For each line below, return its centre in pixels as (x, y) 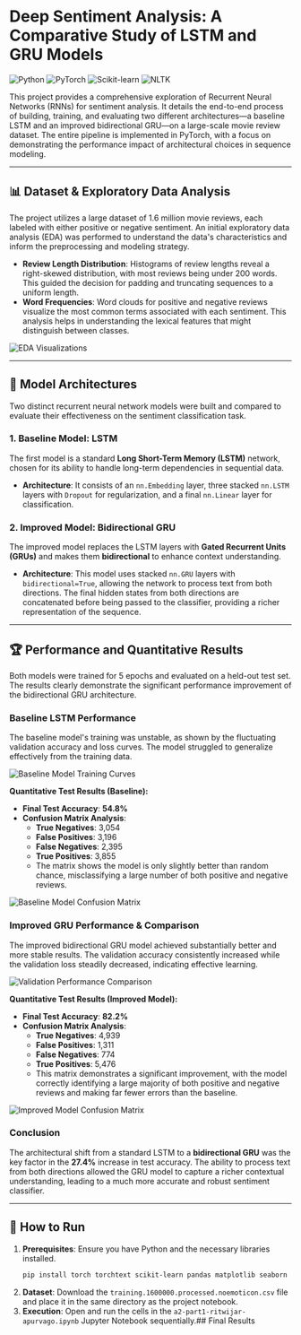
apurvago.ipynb (51, 1321)
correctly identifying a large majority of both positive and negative (158, 1083)
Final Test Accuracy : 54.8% (75, 809)
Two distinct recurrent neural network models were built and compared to (146, 406)
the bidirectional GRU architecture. (73, 694)
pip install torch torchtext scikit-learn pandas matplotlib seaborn (155, 1275)
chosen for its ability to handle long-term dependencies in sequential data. (147, 467)
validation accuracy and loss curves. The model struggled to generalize (141, 747)
